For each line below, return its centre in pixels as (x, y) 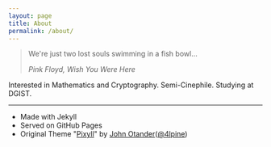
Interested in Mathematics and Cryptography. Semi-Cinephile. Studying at (131, 85)
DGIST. (20, 94)
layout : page (30, 16)
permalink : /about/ (41, 31)
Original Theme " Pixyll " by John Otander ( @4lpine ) (104, 134)
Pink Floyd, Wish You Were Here (81, 69)
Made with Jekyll (48, 117)
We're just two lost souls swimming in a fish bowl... (113, 54)
